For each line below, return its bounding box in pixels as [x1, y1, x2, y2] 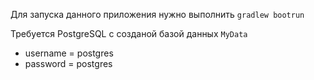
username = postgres [24, 47, 114, 59]
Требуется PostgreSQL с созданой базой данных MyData [10, 28, 248, 39]
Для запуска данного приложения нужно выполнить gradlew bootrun [10, 9, 305, 20]
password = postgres [24, 58, 113, 69]
